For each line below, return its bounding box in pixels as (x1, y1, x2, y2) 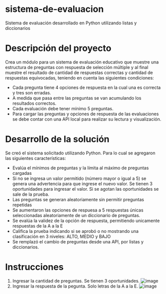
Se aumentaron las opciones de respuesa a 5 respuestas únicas (12, 207, 144, 213)
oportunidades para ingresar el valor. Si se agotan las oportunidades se (12, 186, 159, 192)
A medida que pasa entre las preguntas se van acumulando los (12, 95, 142, 101)
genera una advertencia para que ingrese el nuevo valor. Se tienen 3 (12, 180, 153, 187)
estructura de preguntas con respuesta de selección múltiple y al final (5, 64, 149, 70)
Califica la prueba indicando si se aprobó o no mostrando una (12, 228, 139, 234)
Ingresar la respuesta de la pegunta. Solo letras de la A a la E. (12, 283, 138, 289)
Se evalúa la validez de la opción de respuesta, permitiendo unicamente (12, 218, 160, 223)
